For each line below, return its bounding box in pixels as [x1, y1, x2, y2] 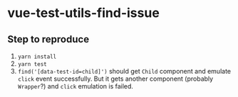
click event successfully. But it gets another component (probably [17, 74, 214, 83]
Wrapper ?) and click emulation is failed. [17, 82, 134, 90]
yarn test [17, 61, 48, 68]
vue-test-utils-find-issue [7, 5, 160, 21]
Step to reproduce [7, 33, 90, 45]
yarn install [17, 53, 57, 60]
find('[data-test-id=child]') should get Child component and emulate [17, 67, 232, 75]
